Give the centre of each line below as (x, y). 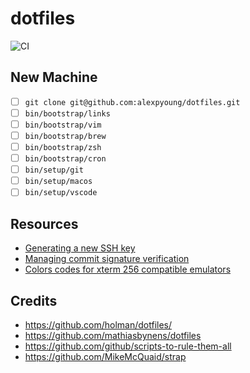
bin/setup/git (54, 170)
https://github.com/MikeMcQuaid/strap (105, 356)
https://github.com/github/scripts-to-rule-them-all (128, 346)
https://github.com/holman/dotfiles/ (98, 324)
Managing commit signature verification (107, 259)
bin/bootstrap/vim (63, 125)
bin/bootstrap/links (67, 113)
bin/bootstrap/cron (65, 159)
